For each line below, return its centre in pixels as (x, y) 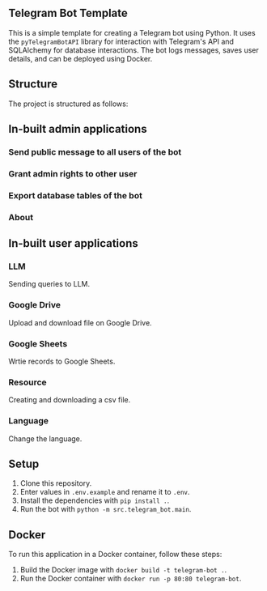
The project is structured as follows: (68, 104)
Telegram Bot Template (68, 13)
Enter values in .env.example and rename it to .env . (105, 492)
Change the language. (45, 438)
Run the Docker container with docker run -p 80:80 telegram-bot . (131, 579)
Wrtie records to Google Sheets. (62, 361)
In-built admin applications (78, 129)
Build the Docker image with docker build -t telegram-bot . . (123, 570)
